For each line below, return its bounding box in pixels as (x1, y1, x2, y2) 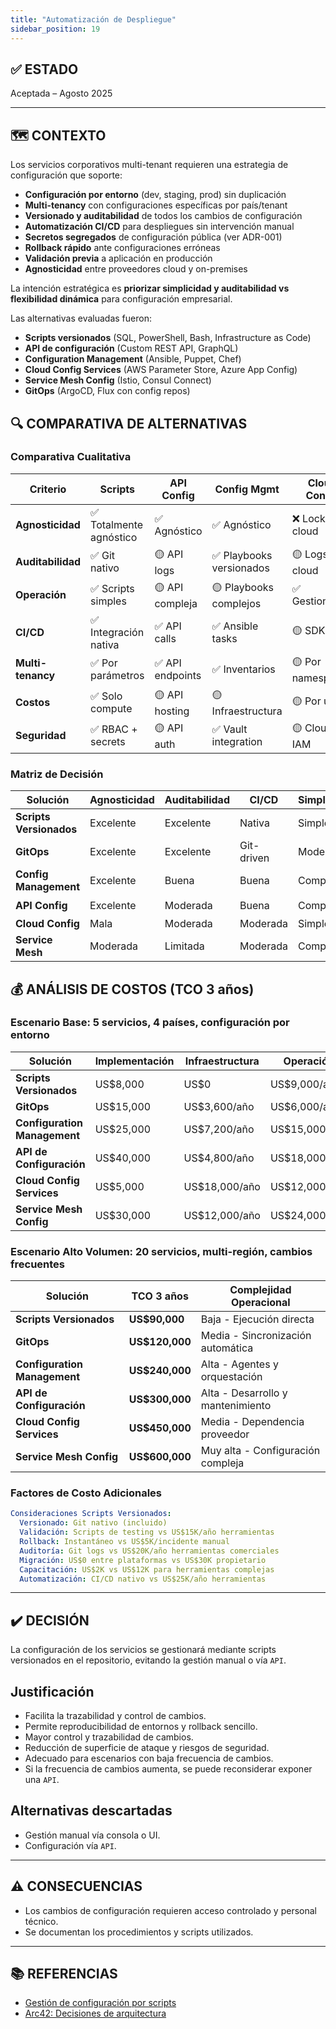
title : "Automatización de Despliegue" (10, 14, 177, 25)
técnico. (24, 1915, 59, 1927)
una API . (24, 1774, 60, 1786)
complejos (211, 596, 262, 610)
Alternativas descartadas (10, 1802, 173, 1820)
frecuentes (10, 1257, 65, 1271)
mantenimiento (200, 1399, 272, 1413)
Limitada (164, 939, 205, 953)
